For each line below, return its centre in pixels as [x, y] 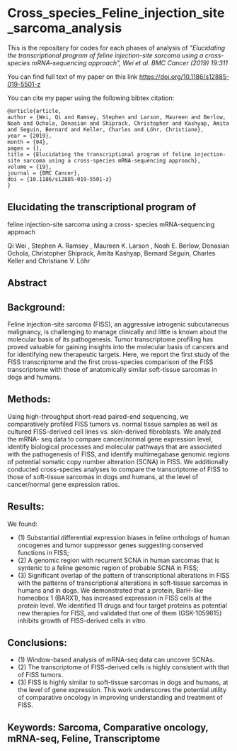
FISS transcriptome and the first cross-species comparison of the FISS [110, 362]
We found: [22, 524]
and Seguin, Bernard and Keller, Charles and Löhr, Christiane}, [105, 129]
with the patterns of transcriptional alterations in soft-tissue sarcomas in [123, 583]
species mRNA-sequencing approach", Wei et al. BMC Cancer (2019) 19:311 [118, 62]
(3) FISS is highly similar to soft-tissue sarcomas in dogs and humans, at [123, 682]
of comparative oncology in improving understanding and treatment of [120, 698]
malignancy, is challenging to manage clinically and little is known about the [117, 331]
